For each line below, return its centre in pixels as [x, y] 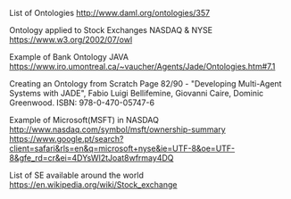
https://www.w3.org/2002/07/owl [71, 40]
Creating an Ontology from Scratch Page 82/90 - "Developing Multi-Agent [145, 83]
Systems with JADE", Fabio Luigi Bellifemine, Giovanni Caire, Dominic [137, 93]
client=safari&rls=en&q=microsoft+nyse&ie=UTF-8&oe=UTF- [122, 148]
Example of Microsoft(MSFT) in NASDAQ [84, 120]
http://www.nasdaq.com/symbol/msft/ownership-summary [117, 129]
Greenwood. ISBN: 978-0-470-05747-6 [82, 103]
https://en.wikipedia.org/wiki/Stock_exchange [93, 185]
